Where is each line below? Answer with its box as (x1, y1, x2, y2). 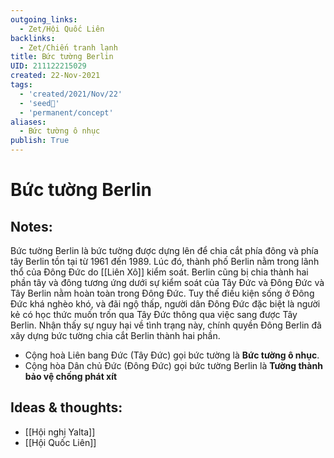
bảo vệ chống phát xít (24, 371, 118, 382)
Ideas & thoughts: (10, 399, 123, 416)
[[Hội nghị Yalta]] (24, 426, 96, 438)
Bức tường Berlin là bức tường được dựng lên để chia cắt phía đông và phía (10, 245, 319, 256)
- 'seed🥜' (19, 98, 60, 108)
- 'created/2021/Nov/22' (19, 89, 123, 99)
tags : (10, 80, 33, 90)
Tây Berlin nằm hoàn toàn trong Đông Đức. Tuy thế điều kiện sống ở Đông (10, 287, 315, 299)
